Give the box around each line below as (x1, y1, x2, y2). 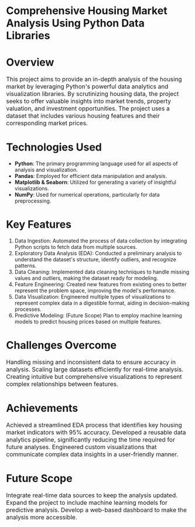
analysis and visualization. (14, 166, 78, 173)
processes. (14, 306, 42, 313)
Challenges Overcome (6, 338, 117, 352)
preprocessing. (14, 197, 52, 204)
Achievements (6, 402, 78, 415)
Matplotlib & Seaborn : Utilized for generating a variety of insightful (14, 179, 177, 186)
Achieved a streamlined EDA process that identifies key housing (6, 420, 183, 429)
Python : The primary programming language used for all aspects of (14, 160, 178, 167)
